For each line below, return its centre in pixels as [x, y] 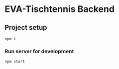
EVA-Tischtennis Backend [60, 9]
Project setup [26, 28]
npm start [15, 62]
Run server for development [39, 51]
